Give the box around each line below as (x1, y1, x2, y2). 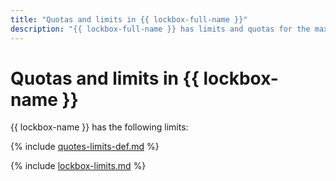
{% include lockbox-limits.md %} (10, 160, 147, 172)
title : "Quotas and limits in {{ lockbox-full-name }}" (10, 14, 248, 25)
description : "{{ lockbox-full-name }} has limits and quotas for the (10, 24, 311, 34)
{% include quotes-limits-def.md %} (10, 141, 160, 153)
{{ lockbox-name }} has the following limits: (10, 121, 189, 133)
